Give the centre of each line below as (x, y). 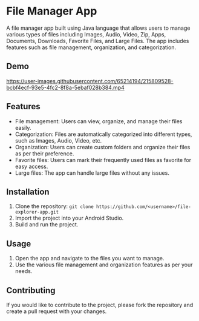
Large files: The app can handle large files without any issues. (92, 173)
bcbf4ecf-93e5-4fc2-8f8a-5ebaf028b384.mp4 (66, 87)
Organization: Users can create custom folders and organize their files (103, 147)
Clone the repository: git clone (54, 206)
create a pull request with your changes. (57, 311)
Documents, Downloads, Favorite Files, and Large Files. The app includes (98, 41)
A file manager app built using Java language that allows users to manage (98, 28)
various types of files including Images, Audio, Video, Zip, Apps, (86, 34)
